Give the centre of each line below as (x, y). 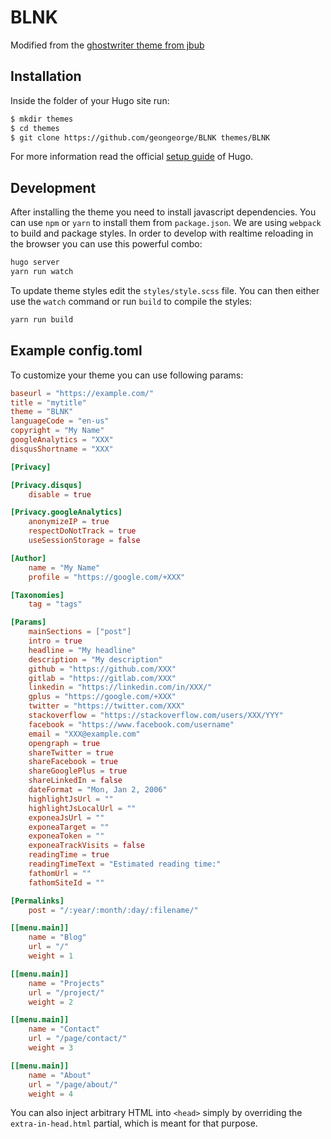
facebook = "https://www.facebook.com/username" (131, 724)
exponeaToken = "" (66, 836)
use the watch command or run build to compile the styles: (131, 301)
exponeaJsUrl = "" (66, 817)
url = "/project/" (66, 992)
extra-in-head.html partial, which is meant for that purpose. (134, 1123)
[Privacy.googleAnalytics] (66, 512)
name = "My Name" (64, 567)
